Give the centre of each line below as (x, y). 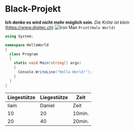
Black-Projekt (33, 9)
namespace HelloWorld (27, 45)
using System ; (19, 36)
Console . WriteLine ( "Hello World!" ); (55, 72)
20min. (81, 121)
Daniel (47, 105)
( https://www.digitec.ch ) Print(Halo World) (60, 27)
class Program (24, 54)
